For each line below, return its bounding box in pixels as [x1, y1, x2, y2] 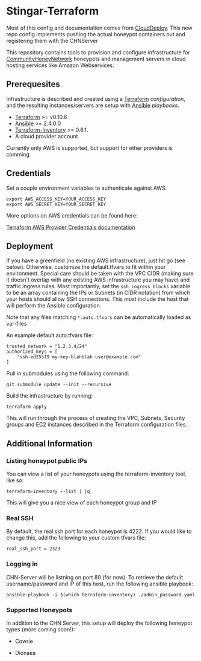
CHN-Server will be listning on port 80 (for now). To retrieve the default [6, 573, 184, 581]
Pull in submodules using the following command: [6, 370, 129, 377]
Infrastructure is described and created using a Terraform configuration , [6, 95, 185, 102]
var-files [6, 320, 27, 327]
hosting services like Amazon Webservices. [6, 62, 114, 69]
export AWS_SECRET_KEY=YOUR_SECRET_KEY [6, 201, 107, 207]
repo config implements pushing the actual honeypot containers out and [6, 30, 185, 37]
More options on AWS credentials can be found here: [6, 211, 138, 219]
